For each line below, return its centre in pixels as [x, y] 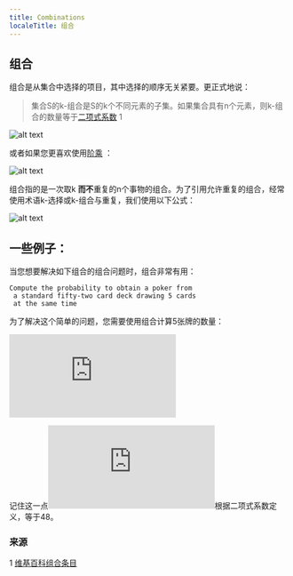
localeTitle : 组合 [42, 26]
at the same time [45, 304]
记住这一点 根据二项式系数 [139, 506]
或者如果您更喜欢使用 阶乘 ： [61, 153]
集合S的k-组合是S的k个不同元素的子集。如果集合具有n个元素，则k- [153, 106]
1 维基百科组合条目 [43, 563]
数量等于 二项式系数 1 [84, 117]
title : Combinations [48, 17]
